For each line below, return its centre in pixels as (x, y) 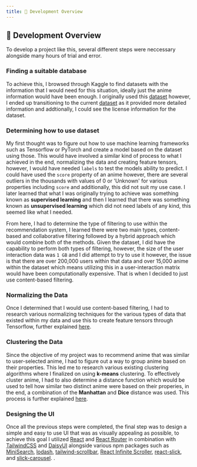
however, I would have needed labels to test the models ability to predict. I (96, 168)
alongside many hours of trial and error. (54, 56)
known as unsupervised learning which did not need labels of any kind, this (98, 206)
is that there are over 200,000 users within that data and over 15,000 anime (97, 261)
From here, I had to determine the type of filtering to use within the (87, 224)
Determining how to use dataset (53, 130)
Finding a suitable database (46, 71)
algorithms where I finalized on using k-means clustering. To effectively (93, 373)
